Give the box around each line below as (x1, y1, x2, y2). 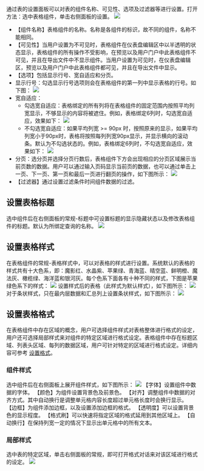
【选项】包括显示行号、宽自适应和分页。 (15, 72, 117, 78)
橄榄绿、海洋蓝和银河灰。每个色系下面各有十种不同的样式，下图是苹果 (22, 274, 198, 282)
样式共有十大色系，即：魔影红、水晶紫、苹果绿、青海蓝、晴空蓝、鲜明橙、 (6, 267, 192, 274)
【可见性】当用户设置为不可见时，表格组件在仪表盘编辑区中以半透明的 (15, 41, 191, 48)
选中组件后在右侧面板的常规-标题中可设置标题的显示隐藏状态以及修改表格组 (6, 215, 195, 222)
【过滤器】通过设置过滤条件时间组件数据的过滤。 (15, 178, 138, 185)
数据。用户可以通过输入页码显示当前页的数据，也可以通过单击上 (36, 163, 196, 170)
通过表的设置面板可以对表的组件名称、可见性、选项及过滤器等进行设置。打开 (6, 5, 198, 12)
